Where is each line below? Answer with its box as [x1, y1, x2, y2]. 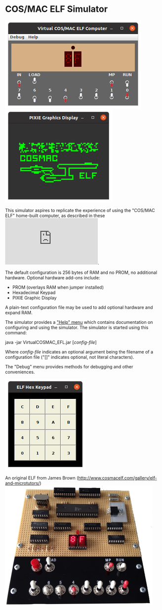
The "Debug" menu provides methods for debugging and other [5, 363, 133, 369]
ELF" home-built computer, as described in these [5, 213, 105, 218]
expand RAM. [5, 309, 33, 315]
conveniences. [5, 369, 35, 375]
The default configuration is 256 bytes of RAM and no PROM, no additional [5, 269, 157, 275]
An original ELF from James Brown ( [5, 475, 79, 480]
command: [5, 330, 27, 336]
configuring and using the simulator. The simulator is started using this [5, 324, 149, 330]
